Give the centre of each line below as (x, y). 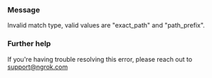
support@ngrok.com (38, 67)
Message (24, 10)
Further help (29, 44)
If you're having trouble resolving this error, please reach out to (100, 59)
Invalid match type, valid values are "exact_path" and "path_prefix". (106, 26)
